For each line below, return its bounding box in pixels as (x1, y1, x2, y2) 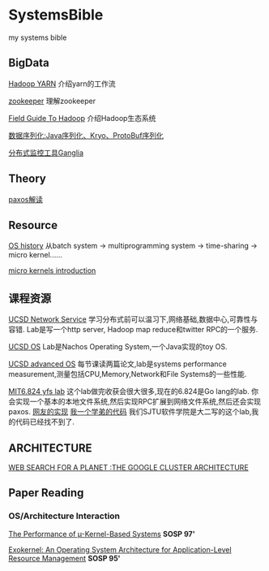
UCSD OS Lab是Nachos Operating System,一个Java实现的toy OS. (8, 342, 228, 352)
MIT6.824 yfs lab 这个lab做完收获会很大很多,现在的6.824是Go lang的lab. (8, 387, 250, 396)
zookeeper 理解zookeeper (8, 96, 96, 106)
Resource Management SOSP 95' (8, 553, 121, 563)
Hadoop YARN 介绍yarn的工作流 (8, 79, 116, 89)
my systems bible (8, 32, 67, 42)
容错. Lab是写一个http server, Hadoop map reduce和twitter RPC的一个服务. (8, 325, 258, 335)
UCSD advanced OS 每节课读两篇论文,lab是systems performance (8, 359, 227, 369)
